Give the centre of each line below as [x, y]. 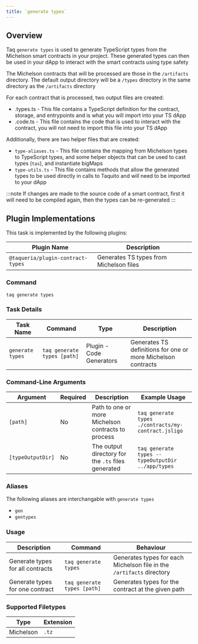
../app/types [156, 466]
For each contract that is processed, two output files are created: [85, 97]
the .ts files [108, 461]
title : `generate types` [37, 12]
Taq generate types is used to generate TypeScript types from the [86, 50]
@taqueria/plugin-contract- [48, 258]
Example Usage [163, 398]
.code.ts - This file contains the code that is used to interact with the [98, 122]
